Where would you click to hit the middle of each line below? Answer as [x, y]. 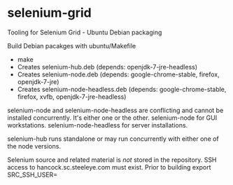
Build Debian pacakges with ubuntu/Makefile [72, 46]
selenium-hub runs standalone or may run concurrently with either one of [113, 139]
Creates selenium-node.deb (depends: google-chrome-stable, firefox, [119, 74]
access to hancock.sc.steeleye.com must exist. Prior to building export [109, 167]
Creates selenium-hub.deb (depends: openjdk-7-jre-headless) [107, 67]
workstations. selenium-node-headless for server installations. [98, 125]
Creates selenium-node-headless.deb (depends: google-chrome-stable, [122, 89]
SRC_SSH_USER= [33, 174]
